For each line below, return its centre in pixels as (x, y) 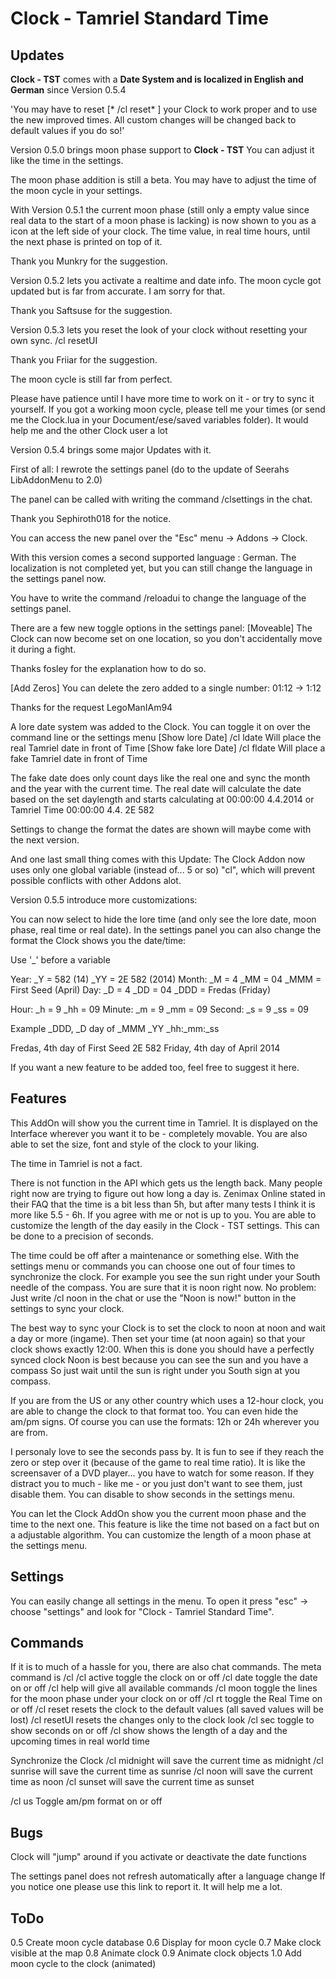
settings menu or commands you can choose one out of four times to (153, 1266)
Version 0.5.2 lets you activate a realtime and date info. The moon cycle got (166, 280)
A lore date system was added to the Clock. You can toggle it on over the (161, 726)
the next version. (45, 840)
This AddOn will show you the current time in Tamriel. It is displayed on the (164, 1123)
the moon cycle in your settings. (76, 190)
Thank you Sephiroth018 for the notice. (91, 518)
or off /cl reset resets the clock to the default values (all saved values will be (167, 1709)
